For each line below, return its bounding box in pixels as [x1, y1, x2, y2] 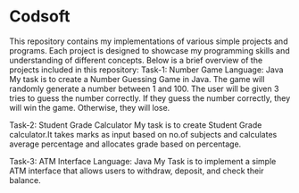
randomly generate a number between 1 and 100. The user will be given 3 [9, 83, 279, 94]
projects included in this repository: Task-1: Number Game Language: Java [9, 64, 284, 75]
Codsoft [9, 6, 71, 27]
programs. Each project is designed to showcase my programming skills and [9, 45, 290, 55]
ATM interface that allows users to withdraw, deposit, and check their [9, 165, 264, 176]
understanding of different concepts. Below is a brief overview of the [9, 55, 263, 65]
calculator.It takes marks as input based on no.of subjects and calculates [9, 129, 278, 139]
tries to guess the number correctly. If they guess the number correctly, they [9, 92, 291, 104]
